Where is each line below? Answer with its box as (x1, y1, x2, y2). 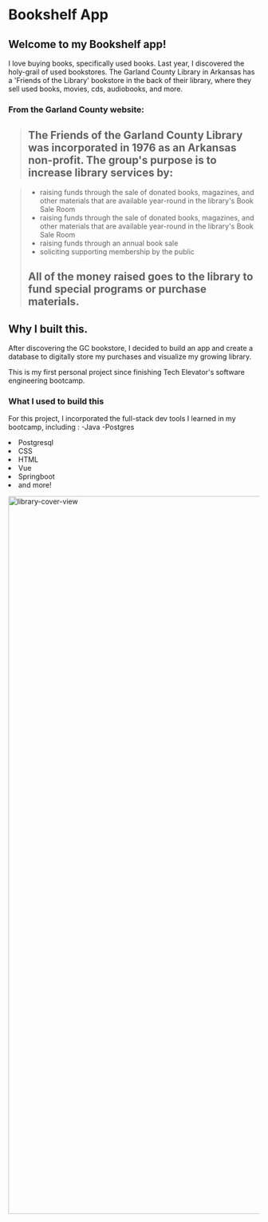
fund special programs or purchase (27, 282, 207, 297)
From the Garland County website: (8, 104, 145, 115)
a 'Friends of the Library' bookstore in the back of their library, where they (8, 76, 252, 85)
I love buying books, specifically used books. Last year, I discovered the (8, 58, 245, 68)
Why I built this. (8, 322, 88, 336)
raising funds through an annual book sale (39, 238, 179, 248)
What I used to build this (8, 396, 104, 407)
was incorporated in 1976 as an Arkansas (27, 141, 237, 155)
